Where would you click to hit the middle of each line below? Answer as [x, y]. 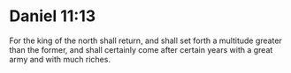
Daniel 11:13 [53, 16]
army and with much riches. [60, 59]
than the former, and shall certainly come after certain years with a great [141, 49]
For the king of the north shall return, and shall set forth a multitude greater [146, 40]
